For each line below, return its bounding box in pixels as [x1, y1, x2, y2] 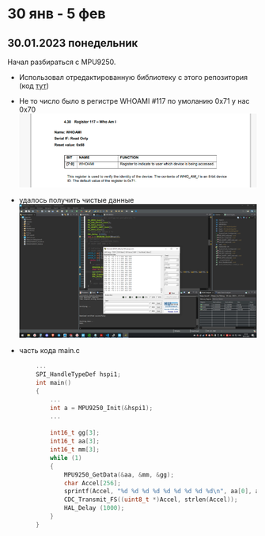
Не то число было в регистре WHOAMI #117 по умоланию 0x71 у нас [18, 97, 250, 105]
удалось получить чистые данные [18, 196, 134, 205]
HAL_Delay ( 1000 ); [63, 504, 125, 512]
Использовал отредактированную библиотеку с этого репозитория [18, 73, 248, 82]
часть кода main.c [18, 346, 81, 355]
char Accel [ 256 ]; [63, 479, 122, 487]
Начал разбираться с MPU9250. [7, 57, 116, 67]
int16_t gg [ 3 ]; [49, 429, 100, 437]
